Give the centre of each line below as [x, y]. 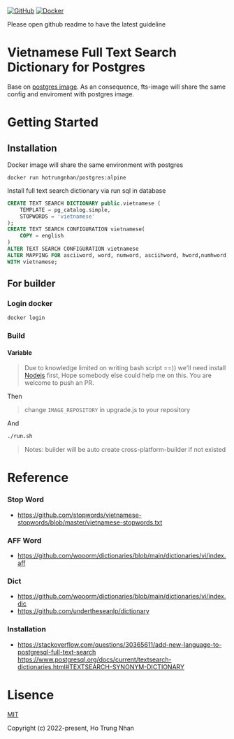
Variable [20, 352]
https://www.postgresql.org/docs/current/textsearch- [94, 659]
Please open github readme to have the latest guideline [87, 24]
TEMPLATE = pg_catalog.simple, [65, 210]
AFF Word [24, 540]
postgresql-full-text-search [57, 652]
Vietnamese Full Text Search [92, 53]
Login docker [30, 303]
